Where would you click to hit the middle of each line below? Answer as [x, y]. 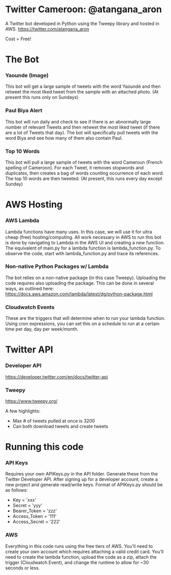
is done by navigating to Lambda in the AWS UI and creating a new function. [85, 242]
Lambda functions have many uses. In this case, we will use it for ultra [79, 232]
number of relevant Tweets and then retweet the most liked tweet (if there [83, 127]
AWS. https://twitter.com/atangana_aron [47, 29]
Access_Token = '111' [35, 516]
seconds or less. [23, 568]
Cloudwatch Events [30, 307]
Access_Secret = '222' [36, 522]
